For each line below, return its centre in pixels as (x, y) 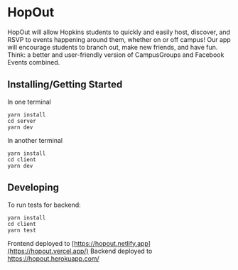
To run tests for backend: (44, 205)
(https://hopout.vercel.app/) (48, 251)
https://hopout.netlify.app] (112, 243)
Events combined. (34, 62)
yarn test (22, 230)
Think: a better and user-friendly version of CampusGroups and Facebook (116, 55)
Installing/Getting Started (65, 85)
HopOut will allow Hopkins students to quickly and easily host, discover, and (119, 32)
